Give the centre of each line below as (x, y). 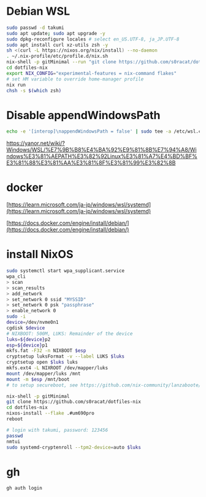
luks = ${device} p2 (29, 339)
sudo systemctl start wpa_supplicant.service (65, 271)
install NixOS (40, 255)
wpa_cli (16, 276)
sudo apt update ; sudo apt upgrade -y (56, 33)
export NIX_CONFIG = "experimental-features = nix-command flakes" (91, 73)
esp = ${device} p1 (27, 345)
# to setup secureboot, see (42, 385)
